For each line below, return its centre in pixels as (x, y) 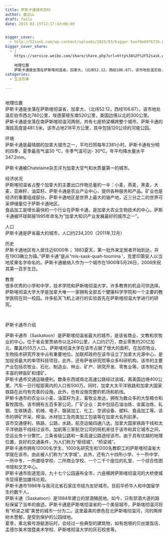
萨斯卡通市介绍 (20, 325)
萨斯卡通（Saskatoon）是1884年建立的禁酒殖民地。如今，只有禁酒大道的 (80, 498)
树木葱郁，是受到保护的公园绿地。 (40, 517)
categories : (17, 75)
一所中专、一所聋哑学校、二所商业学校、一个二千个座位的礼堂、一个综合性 (82, 461)
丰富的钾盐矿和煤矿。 (27, 373)
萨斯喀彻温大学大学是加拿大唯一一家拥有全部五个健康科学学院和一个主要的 (82, 292)
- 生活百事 (19, 79)
